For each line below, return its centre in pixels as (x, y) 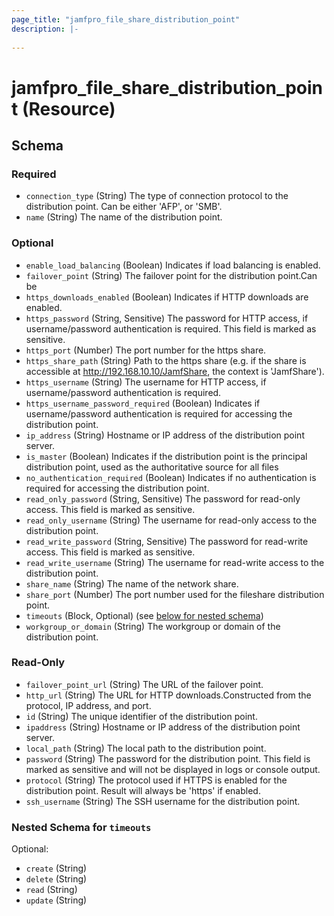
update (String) (56, 900)
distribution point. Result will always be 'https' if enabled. (143, 790)
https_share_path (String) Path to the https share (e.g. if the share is (166, 360)
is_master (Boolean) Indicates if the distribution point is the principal (166, 456)
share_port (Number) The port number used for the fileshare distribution (175, 594)
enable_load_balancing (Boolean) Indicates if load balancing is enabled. (173, 265)
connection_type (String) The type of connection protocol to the (157, 196)
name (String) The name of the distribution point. (124, 217)
